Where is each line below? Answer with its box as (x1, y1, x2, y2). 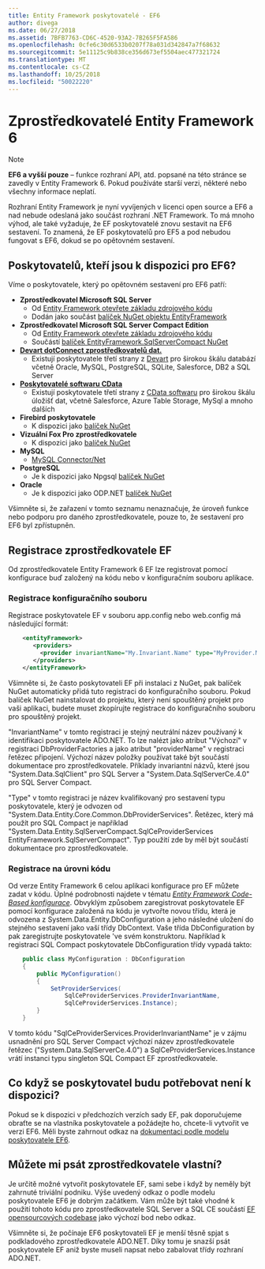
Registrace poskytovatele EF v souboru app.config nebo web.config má (8, 611, 241, 620)
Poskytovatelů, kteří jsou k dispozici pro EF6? (8, 259, 237, 272)
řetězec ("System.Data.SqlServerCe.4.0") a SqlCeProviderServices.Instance (8, 1045, 256, 1055)
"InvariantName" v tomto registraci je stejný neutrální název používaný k (8, 727, 243, 737)
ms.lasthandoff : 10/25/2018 (8, 70, 101, 78)
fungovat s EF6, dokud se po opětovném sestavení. (8, 236, 175, 245)
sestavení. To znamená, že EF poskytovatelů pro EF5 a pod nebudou (8, 227, 231, 237)
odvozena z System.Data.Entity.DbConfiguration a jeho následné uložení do (8, 915, 254, 924)
